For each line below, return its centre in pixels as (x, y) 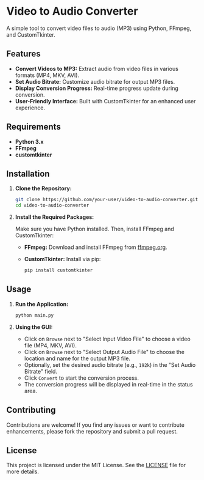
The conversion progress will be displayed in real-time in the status (108, 384)
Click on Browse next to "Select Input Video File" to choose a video (107, 339)
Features (23, 54)
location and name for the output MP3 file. (77, 358)
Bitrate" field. (41, 371)
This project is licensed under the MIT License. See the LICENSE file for (96, 465)
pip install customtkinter (58, 270)
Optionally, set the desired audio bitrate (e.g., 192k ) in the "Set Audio (110, 364)
